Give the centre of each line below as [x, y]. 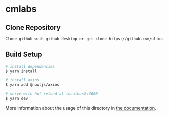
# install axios [22, 80]
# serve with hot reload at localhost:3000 [52, 94]
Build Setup [24, 55]
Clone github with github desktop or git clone [56, 39]
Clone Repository [33, 27]
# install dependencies [30, 66]
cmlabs [21, 9]
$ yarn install [21, 71]
